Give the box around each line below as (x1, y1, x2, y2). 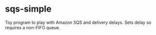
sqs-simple (5, 3, 52, 15)
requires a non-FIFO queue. (5, 24, 61, 30)
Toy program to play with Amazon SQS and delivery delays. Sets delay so (5, 19, 152, 25)
